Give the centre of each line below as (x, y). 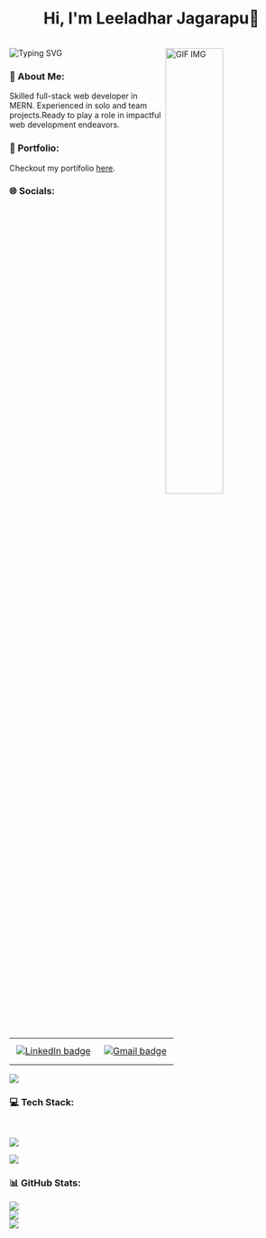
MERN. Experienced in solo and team (78, 106)
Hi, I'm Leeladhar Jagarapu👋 (151, 18)
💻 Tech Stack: (42, 1102)
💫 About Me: (37, 76)
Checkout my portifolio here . (62, 168)
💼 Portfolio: (35, 148)
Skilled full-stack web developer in (73, 96)
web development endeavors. (64, 125)
